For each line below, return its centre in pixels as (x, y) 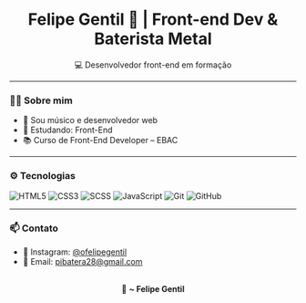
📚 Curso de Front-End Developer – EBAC (100, 141)
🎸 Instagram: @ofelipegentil (75, 252)
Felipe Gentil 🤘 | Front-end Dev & (153, 20)
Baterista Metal (153, 39)
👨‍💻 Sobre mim (41, 100)
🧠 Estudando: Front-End (67, 130)
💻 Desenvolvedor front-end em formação (153, 65)
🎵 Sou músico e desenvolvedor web (90, 120)
